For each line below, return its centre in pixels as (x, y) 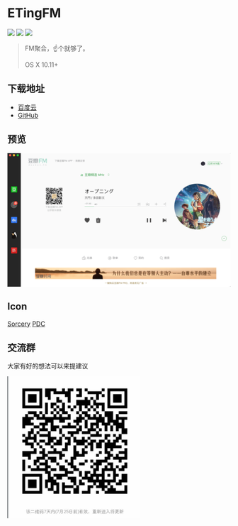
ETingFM (34, 13)
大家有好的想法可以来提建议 (48, 366)
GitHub (28, 115)
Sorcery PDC (27, 324)
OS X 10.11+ (41, 65)
